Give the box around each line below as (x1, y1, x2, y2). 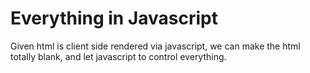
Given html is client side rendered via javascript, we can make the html (10, 40, 301, 52)
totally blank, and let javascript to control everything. (10, 50, 227, 62)
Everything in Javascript (10, 7, 218, 30)
